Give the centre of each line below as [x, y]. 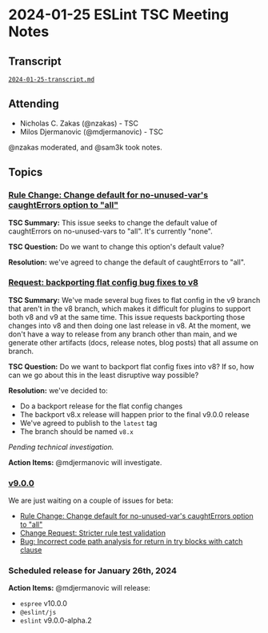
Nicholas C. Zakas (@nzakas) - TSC [79, 123]
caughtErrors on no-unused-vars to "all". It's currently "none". [111, 231]
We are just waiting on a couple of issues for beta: [91, 500]
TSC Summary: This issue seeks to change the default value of [113, 222]
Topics [26, 172]
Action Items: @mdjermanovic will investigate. [85, 462]
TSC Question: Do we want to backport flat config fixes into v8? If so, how [131, 366]
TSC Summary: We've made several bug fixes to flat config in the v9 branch [134, 300]
